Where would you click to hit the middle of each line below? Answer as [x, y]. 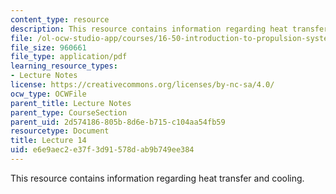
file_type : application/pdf [69, 57]
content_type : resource [60, 19]
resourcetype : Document [60, 131]
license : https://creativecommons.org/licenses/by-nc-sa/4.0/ [142, 85]
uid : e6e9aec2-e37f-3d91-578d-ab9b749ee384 [102, 150]
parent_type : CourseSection [69, 112]
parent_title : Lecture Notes [71, 103]
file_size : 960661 [48, 47]
